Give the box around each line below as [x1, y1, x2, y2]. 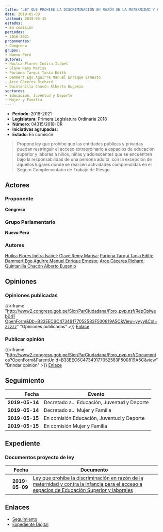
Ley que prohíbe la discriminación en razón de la [33, 475, 144, 481]
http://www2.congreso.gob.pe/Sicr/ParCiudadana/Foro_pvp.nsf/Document [7, 352, 157, 358]
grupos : [5, 48, 21, 53]
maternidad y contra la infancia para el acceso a [33, 480, 143, 487]
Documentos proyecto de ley [5, 454, 75, 461]
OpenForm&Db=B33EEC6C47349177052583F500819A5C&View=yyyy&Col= [5, 319, 158, 324]
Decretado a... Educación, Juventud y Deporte [43, 399, 149, 406]
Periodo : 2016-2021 [12, 111, 52, 117]
